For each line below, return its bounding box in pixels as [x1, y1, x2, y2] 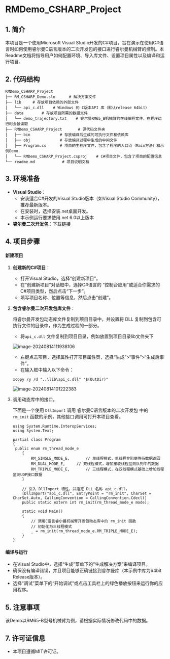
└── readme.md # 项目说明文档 [5, 159, 90, 164]
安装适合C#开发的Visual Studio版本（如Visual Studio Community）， [20, 195, 162, 201]
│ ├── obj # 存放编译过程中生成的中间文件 [5, 138, 118, 143]
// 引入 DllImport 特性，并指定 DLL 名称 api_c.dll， [22, 487, 129, 492]
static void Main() [22, 509, 63, 514]
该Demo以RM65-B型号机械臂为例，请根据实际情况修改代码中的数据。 [5, 618, 151, 624]
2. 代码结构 [5, 75, 40, 84]
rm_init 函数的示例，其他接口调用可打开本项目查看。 [12, 414, 123, 420]
